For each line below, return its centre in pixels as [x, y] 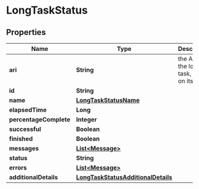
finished [21, 139]
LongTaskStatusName [108, 100]
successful [25, 129]
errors [18, 168]
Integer [86, 119]
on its [186, 81]
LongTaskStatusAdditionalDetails [124, 177]
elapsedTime [28, 110]
